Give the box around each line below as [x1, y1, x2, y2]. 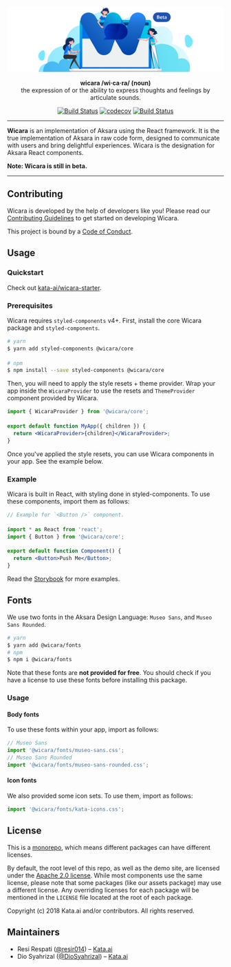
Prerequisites [7, 300, 53, 310]
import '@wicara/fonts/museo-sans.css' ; [7, 747, 125, 754]
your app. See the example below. [7, 457, 104, 465]
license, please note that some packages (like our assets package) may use [7, 878, 222, 886]
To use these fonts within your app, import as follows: [7, 725, 159, 734]
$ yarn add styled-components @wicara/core [7, 345, 134, 352]
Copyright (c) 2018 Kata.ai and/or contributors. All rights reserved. [7, 906, 195, 915]
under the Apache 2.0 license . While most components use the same [7, 871, 203, 880]
